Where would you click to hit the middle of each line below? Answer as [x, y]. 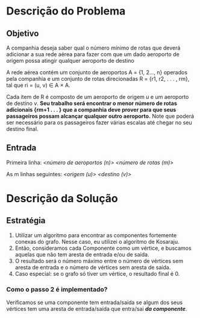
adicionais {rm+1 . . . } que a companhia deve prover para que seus [91, 110]
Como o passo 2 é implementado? [57, 289]
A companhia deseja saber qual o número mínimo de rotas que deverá [93, 48]
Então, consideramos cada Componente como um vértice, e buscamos [103, 248]
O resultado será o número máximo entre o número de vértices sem [99, 261]
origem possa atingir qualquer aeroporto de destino [70, 61]
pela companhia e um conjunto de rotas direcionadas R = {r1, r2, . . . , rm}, [98, 79]
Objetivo [23, 33]
